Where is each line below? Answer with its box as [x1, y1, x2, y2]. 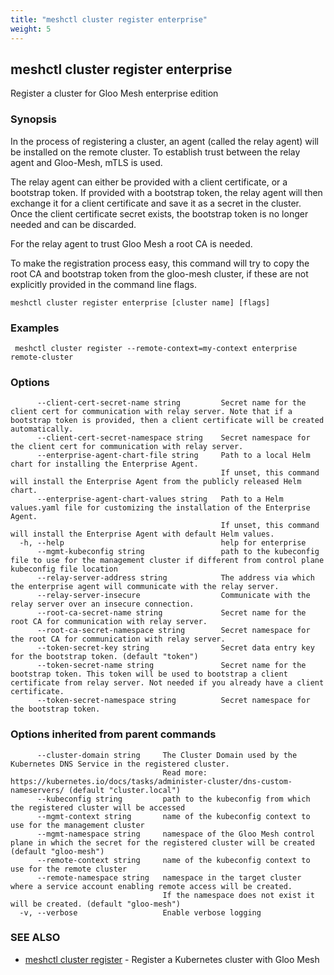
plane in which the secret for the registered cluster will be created [10, 837, 315, 848]
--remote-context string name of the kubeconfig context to [36, 855, 311, 865]
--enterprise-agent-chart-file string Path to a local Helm [36, 451, 311, 461]
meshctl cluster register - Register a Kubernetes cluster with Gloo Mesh [24, 953, 320, 965]
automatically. [10, 424, 74, 435]
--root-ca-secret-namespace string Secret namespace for [36, 626, 311, 636]
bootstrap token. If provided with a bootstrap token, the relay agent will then [10, 186, 323, 198]
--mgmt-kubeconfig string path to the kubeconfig [36, 547, 320, 557]
